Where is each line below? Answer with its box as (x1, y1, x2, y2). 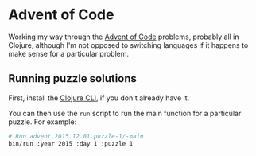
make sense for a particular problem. (8, 49, 130, 58)
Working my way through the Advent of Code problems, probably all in (8, 32, 240, 41)
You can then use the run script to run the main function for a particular (8, 108, 242, 118)
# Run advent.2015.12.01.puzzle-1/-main (8, 132, 145, 140)
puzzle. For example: (8, 117, 77, 127)
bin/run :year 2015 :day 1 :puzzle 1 (8, 139, 134, 148)
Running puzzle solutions (8, 72, 138, 85)
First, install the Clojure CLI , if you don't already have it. (8, 93, 190, 103)
